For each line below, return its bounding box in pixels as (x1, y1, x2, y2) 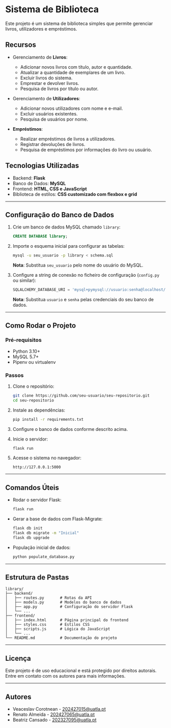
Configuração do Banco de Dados (5, 210, 115, 219)
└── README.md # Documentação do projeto (5, 635, 117, 640)
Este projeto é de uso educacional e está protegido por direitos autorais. (5, 667, 157, 674)
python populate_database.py (12, 554, 75, 559)
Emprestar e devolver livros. (20, 80, 79, 86)
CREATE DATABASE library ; (12, 234, 68, 239)
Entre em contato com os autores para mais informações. (5, 673, 126, 679)
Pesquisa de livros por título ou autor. (20, 85, 99, 92)
